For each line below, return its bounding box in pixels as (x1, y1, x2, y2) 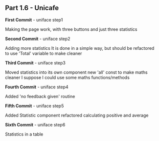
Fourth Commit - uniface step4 (5, 84, 68, 90)
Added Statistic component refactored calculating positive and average (5, 112, 149, 118)
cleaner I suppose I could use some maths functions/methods (5, 74, 130, 80)
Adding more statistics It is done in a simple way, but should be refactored (5, 45, 155, 51)
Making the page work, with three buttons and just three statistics (5, 26, 137, 32)
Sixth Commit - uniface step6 (5, 121, 66, 127)
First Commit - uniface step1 (5, 17, 63, 22)
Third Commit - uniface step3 (5, 60, 66, 65)
